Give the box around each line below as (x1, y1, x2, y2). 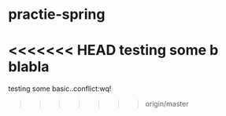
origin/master (145, 100, 189, 109)
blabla (8, 58, 50, 76)
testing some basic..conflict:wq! (8, 84, 112, 93)
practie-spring (8, 5, 106, 24)
